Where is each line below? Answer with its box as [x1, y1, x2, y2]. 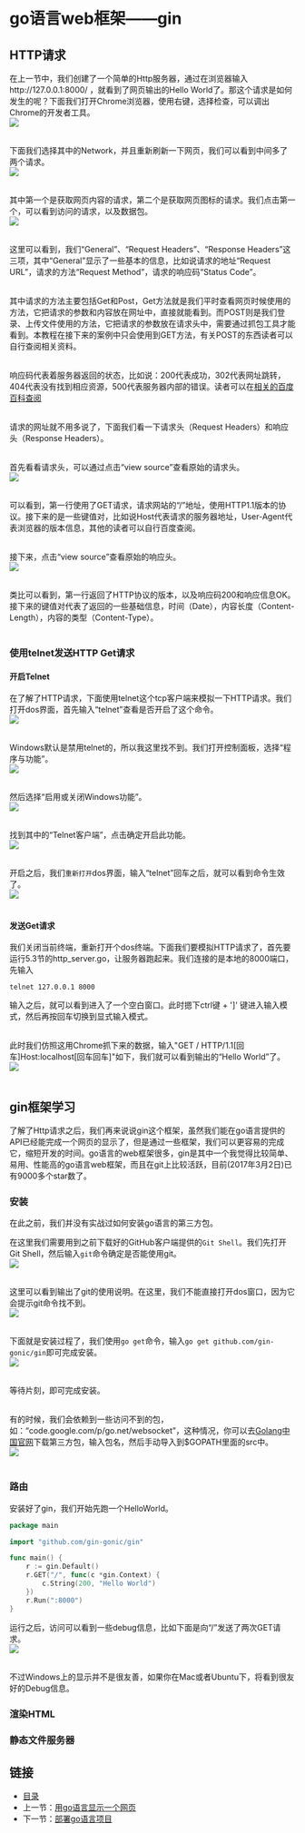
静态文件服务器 [9, 1734, 75, 1747]
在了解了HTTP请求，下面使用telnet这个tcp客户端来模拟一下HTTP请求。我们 [9, 693, 292, 704]
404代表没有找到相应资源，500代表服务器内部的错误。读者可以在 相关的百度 [9, 381, 294, 391]
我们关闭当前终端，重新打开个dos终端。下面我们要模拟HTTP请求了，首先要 [9, 941, 291, 953]
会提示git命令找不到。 [9, 1297, 91, 1308]
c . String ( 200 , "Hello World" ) [42, 1579, 156, 1589]
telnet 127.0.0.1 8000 [9, 982, 95, 992]
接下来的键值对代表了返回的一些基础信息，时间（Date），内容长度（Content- [9, 601, 295, 611]
